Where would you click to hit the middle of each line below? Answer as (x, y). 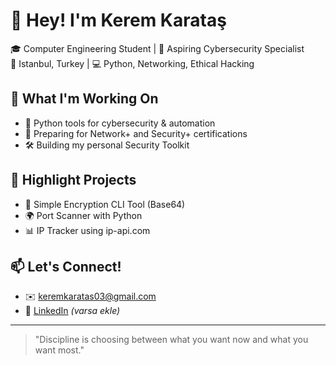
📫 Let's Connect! (66, 266)
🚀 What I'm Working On (84, 99)
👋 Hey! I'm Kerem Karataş (118, 20)
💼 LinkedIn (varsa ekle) (72, 311)
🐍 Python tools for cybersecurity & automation (120, 123)
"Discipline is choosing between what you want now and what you (171, 340)
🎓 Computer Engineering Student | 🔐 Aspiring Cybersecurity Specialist (157, 48)
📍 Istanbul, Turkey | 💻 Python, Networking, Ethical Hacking (132, 63)
